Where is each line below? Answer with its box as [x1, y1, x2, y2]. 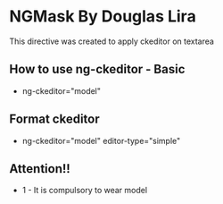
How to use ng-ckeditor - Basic [9, 62, 186, 77]
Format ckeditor [9, 112, 100, 127]
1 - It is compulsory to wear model [21, 185, 148, 196]
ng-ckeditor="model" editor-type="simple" [21, 135, 181, 146]
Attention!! [9, 161, 71, 176]
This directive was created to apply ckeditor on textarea [9, 36, 214, 47]
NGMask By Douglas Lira [9, 6, 196, 27]
